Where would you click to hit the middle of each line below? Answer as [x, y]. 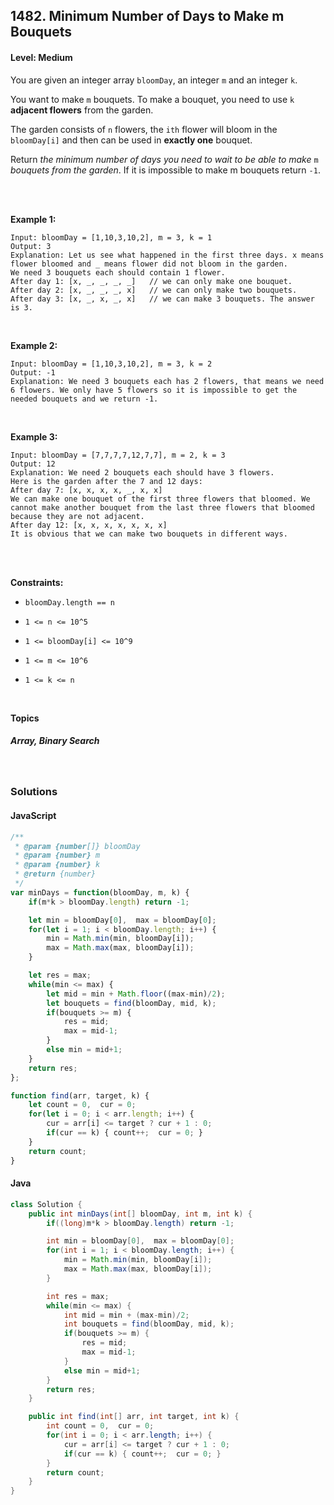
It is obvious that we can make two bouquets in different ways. [149, 534]
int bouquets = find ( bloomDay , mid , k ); [149, 1324]
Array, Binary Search [55, 741]
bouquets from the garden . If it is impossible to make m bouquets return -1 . [165, 170]
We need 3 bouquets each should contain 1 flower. [118, 272]
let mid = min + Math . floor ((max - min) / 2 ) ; [136, 994]
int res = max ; [78, 1296]
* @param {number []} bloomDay [77, 846]
